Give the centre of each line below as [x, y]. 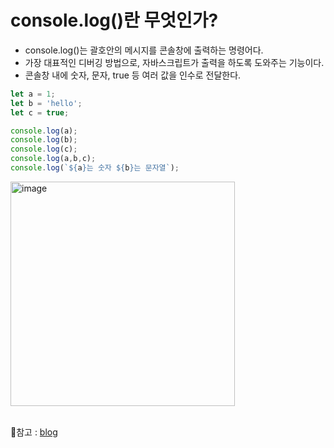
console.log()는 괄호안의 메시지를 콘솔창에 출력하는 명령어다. [144, 50]
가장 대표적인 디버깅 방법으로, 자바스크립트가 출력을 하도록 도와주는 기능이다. [174, 62]
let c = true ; [40, 112]
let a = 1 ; [33, 94]
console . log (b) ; [44, 140]
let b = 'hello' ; [46, 103]
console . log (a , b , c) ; [53, 159]
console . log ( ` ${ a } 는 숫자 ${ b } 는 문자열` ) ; [95, 168]
